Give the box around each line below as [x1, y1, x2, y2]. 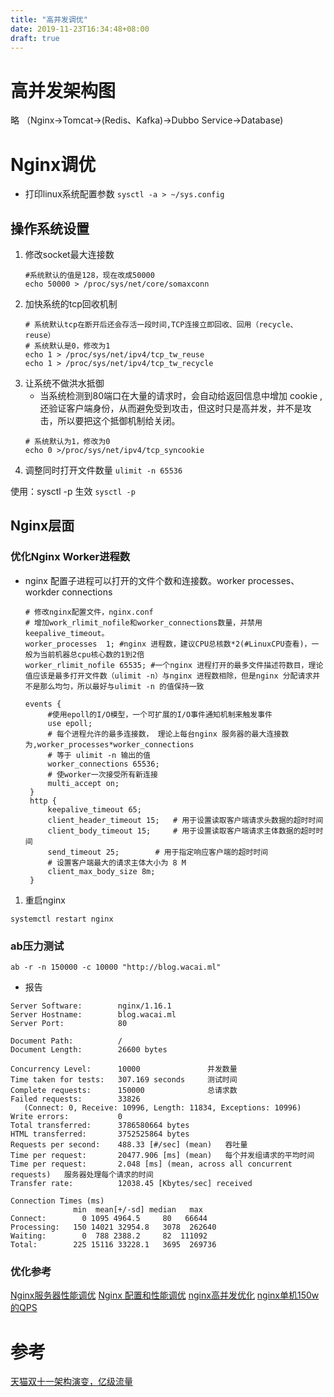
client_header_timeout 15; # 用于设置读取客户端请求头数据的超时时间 [47, 815, 324, 825]
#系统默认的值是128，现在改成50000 [24, 271, 155, 281]
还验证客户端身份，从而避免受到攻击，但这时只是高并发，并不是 [39, 402, 303, 415]
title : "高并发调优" [10, 14, 88, 25]
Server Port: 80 [10, 1019, 128, 1029]
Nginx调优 [10, 153, 97, 176]
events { [24, 699, 62, 709]
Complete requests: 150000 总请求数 [10, 1086, 238, 1096]
